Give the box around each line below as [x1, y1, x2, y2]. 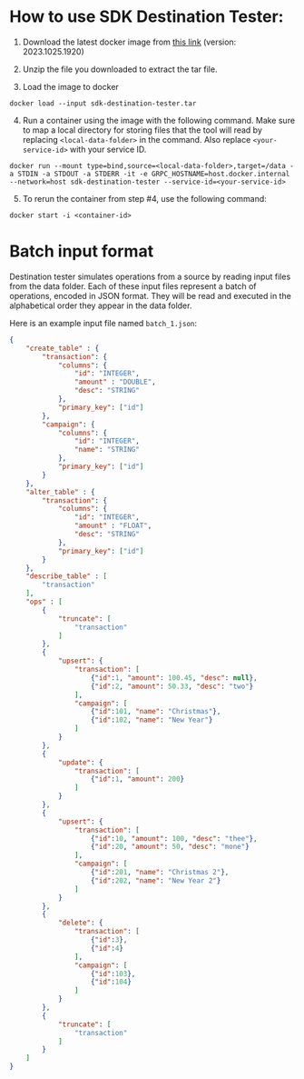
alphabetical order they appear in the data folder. [9, 300, 192, 311]
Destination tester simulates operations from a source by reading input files [9, 271, 291, 282]
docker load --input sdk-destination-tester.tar [9, 98, 197, 108]
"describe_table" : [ [25, 572, 107, 581]
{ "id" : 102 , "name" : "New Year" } [90, 715, 213, 724]
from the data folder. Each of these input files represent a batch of [9, 280, 257, 292]
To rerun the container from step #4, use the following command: [22, 193, 268, 204]
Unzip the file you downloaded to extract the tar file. [22, 64, 218, 75]
